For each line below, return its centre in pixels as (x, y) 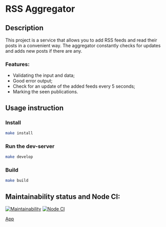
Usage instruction (35, 108)
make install (19, 133)
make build (17, 181)
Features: (17, 64)
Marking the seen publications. (45, 92)
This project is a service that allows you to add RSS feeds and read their (81, 40)
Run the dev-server (30, 146)
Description (24, 28)
